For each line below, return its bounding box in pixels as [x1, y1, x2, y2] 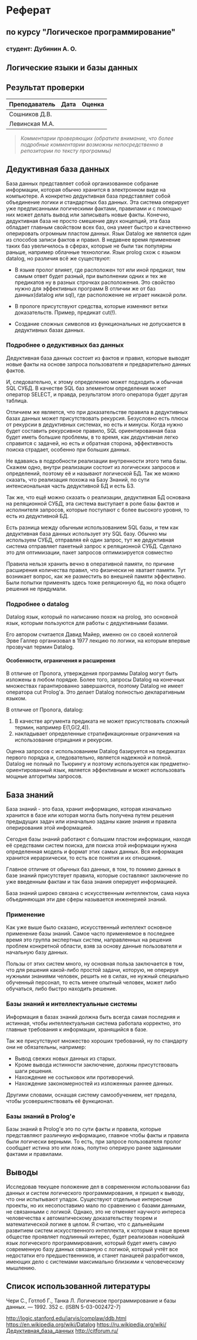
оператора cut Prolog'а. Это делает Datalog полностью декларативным [6, 689, 185, 696]
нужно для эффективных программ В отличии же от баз [14, 285, 156, 292]
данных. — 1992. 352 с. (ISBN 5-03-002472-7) [6, 1303, 121, 1310]
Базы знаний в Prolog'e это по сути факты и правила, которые [6, 1125, 162, 1132]
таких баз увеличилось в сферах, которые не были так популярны [6, 242, 172, 249]
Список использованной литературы [6, 1281, 151, 1291]
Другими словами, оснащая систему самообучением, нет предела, [6, 1091, 177, 1098]
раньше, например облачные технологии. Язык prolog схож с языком [6, 248, 181, 256]
